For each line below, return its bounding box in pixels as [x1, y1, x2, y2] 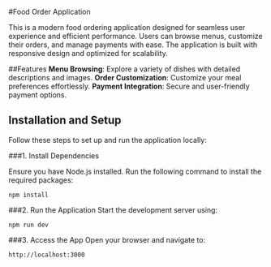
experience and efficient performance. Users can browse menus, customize [8, 32, 263, 41]
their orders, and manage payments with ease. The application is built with [8, 40, 258, 50]
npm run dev [8, 221, 49, 229]
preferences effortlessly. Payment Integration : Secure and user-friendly [8, 81, 250, 91]
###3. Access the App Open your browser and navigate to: [8, 235, 205, 244]
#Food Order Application [8, 7, 91, 16]
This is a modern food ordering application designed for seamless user [8, 23, 246, 32]
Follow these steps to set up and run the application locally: [8, 135, 207, 144]
